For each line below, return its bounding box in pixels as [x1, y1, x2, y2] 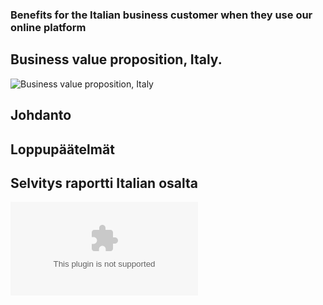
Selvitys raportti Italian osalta [10, 174, 198, 192]
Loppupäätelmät [10, 141, 115, 158]
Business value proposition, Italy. [10, 51, 223, 68]
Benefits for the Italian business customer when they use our [10, 8, 313, 22]
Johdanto [10, 107, 72, 124]
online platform [10, 20, 87, 34]
